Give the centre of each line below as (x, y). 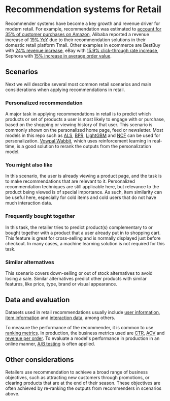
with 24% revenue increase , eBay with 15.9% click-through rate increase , (82, 50)
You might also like (29, 165)
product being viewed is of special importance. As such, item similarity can (84, 192)
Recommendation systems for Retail (83, 9)
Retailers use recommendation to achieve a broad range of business (77, 372)
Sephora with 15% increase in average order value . (58, 56)
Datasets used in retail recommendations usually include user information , (83, 312)
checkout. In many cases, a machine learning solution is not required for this (85, 243)
